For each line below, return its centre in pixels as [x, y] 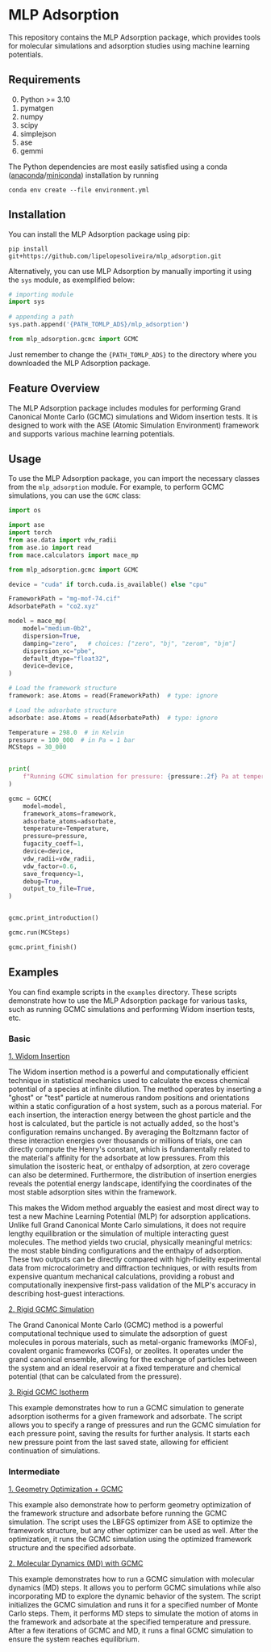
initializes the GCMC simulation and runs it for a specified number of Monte [133, 1605]
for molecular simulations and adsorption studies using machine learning [129, 45]
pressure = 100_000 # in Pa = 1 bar [72, 740]
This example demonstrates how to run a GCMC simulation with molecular [131, 1579]
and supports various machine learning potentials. [92, 433]
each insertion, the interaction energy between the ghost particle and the [130, 1115]
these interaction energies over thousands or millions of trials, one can [125, 1140]
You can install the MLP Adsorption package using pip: [99, 234]
